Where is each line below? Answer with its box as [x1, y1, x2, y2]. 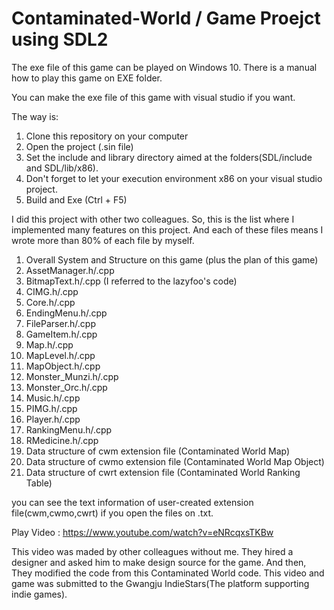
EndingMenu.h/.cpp [25, 307, 108, 319]
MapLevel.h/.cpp [25, 349, 96, 361]
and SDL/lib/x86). [25, 162, 99, 174]
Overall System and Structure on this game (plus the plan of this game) [25, 253, 319, 266]
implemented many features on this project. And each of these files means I [11, 223, 324, 236]
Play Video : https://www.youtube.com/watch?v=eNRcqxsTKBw [11, 526, 274, 538]
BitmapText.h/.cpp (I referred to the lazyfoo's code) [25, 275, 238, 287]
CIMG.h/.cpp [25, 285, 79, 297]
